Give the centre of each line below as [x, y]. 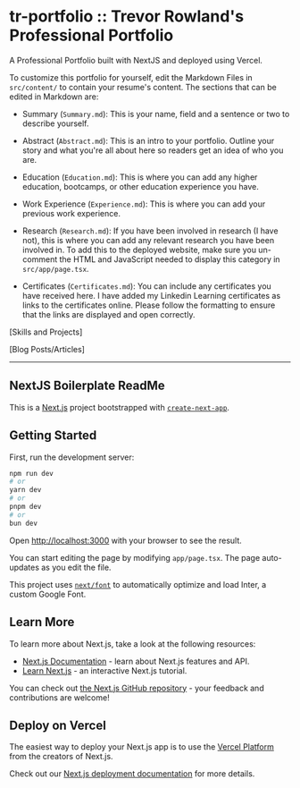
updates [25, 567]
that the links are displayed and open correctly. [108, 314]
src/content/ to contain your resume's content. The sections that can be [143, 87]
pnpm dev [25, 507]
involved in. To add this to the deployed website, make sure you [139, 250]
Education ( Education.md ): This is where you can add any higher [140, 177]
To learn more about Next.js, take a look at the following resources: [133, 644]
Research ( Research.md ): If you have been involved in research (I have [150, 231]
